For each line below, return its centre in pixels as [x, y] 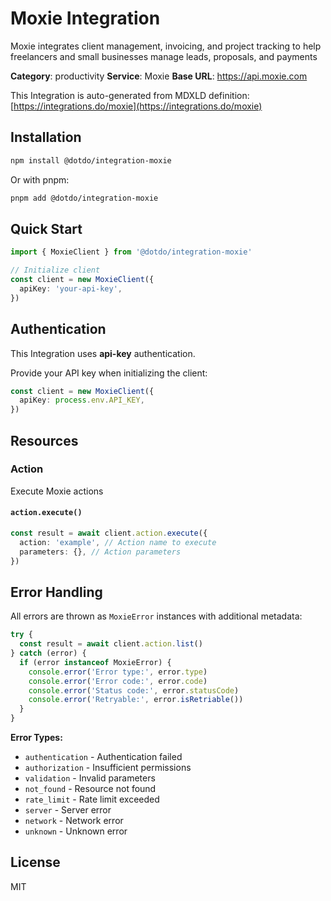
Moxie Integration [85, 18]
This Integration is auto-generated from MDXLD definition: [130, 95]
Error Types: [36, 738]
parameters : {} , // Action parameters [100, 552]
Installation [46, 137]
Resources [44, 440]
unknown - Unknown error [76, 831]
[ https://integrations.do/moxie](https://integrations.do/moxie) [136, 106]
